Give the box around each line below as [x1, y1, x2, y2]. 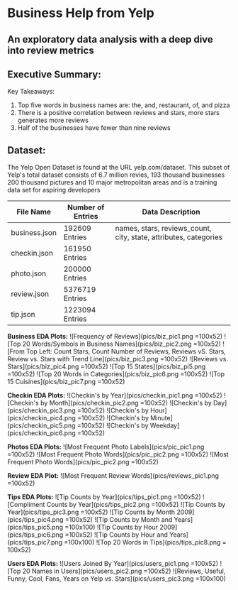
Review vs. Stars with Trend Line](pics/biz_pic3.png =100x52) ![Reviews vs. [7, 355, 229, 364]
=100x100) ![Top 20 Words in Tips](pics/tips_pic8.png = [63, 538, 227, 547]
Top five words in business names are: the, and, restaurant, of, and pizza [17, 101, 230, 109]
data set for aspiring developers [7, 186, 101, 195]
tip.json [11, 310, 35, 319]
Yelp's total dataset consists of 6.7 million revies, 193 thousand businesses [7, 170, 225, 179]
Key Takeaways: [7, 87, 55, 96]
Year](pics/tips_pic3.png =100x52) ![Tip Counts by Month [7, 508, 176, 516]
